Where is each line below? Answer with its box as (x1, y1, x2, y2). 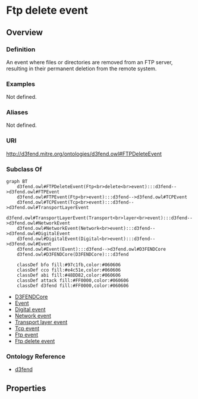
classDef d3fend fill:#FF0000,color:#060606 (17, 283, 129, 289)
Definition (6, 45, 36, 54)
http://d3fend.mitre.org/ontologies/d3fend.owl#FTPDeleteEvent (6, 150, 162, 157)
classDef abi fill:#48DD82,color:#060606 (17, 272, 121, 279)
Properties (6, 383, 46, 393)
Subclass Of (6, 165, 43, 173)
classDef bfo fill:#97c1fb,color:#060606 (17, 262, 121, 268)
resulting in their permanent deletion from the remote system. (6, 65, 157, 72)
